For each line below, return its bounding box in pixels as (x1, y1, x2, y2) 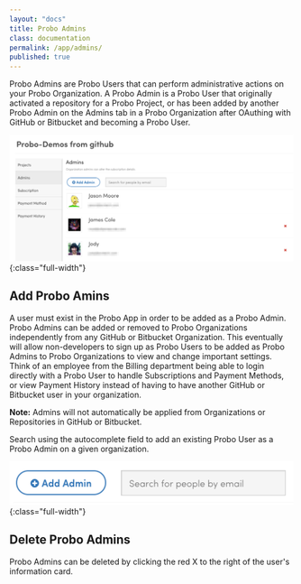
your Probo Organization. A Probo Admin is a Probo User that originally (9, 88, 273, 99)
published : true (9, 52, 70, 62)
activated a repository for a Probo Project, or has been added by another (9, 97, 279, 108)
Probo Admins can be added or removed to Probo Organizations (9, 321, 248, 333)
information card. (9, 565, 74, 577)
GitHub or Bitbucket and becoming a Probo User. (9, 117, 191, 128)
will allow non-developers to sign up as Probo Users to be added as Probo (9, 341, 286, 352)
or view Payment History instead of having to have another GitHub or (9, 379, 266, 390)
